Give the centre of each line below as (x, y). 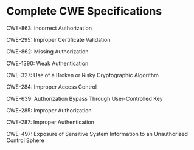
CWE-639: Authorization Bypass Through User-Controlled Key (85, 98)
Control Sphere (25, 140)
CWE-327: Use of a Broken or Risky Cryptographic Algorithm (83, 75)
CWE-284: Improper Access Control (52, 87)
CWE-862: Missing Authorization (47, 51)
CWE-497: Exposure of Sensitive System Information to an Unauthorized (97, 134)
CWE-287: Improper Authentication (50, 122)
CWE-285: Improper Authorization (49, 110)
